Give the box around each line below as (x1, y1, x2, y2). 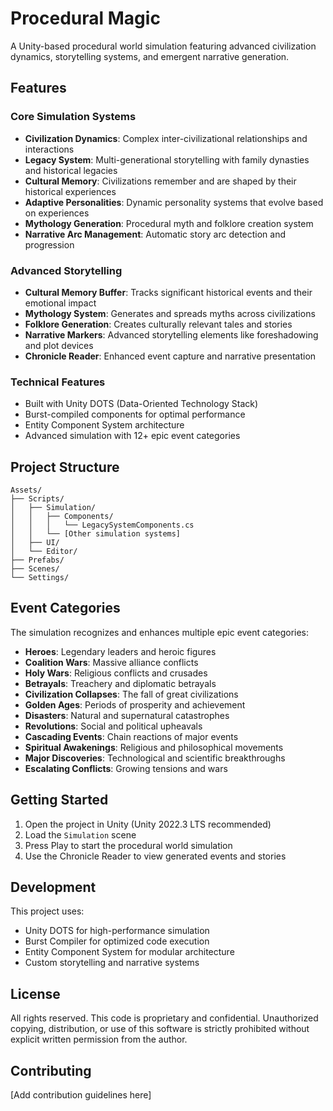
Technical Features (10, 375, 106, 389)
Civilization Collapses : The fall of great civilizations (24, 688, 239, 700)
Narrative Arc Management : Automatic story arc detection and (24, 228, 287, 240)
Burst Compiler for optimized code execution (24, 935, 210, 947)
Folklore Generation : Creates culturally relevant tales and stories (24, 318, 293, 330)
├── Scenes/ (10, 564, 60, 574)
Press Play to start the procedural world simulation (24, 839, 233, 851)
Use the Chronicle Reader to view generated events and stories (24, 850, 287, 862)
